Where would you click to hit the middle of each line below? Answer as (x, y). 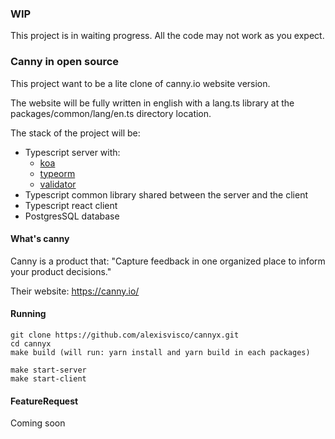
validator (58, 184)
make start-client (48, 379)
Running (28, 314)
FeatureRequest (44, 401)
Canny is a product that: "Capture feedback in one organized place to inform (168, 261)
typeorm (57, 173)
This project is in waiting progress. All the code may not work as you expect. (167, 36)
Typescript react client (71, 205)
